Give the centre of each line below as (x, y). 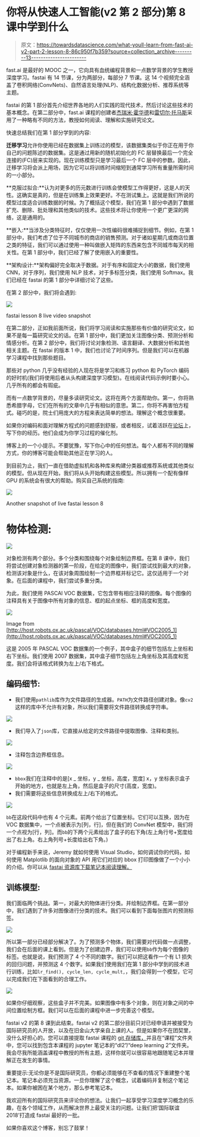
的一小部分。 (22, 175)
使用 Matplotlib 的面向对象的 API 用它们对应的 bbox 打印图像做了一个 (96, 859)
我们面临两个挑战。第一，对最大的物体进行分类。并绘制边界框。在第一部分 (97, 903)
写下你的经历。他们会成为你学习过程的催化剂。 (63, 433)
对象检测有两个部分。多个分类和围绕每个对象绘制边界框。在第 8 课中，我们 (98, 558)
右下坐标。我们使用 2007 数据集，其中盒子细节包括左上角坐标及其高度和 (95, 656)
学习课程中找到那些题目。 (37, 357)
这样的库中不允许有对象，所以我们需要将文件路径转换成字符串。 (93, 707)
